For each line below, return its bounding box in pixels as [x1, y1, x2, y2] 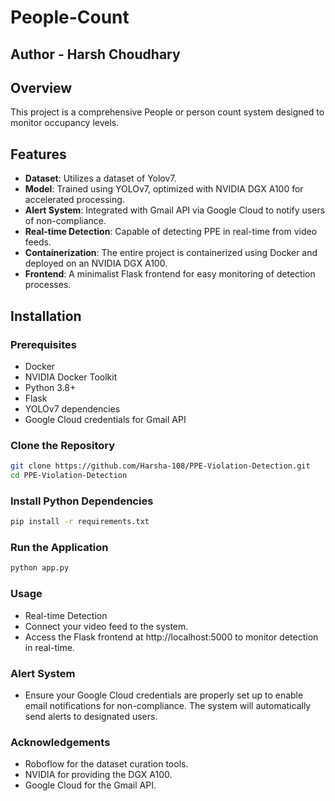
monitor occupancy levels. [10, 117, 120, 129]
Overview [10, 79, 73, 96]
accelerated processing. [24, 194, 125, 206]
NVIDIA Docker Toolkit [24, 371, 118, 383]
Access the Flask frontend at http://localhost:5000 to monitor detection [24, 631, 319, 643]
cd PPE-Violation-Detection [10, 471, 128, 481]
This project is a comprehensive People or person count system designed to [10, 106, 325, 118]
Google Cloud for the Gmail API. [24, 779, 157, 791]
